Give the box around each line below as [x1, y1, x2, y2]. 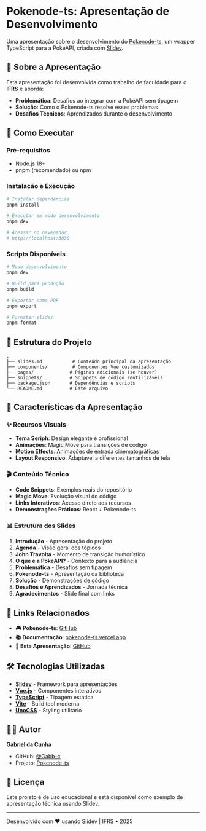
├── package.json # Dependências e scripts [6, 380, 136, 387]
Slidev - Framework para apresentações [15, 680, 118, 688]
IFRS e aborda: [6, 85, 44, 92]
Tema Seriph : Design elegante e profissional [15, 435, 128, 442]
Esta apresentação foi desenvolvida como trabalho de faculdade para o [6, 78, 187, 85]
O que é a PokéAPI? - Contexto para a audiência [15, 557, 138, 565]
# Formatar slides [6, 314, 53, 320]
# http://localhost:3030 [6, 235, 70, 242]
